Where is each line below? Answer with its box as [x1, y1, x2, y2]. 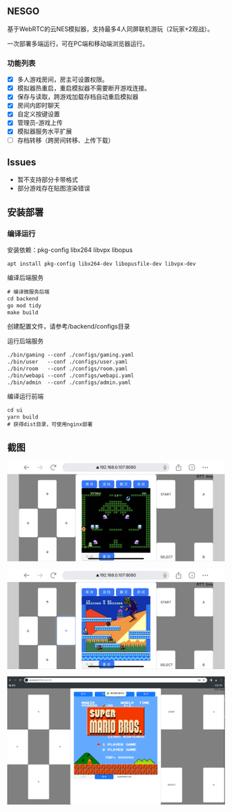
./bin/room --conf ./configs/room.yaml [7, 365, 128, 372]
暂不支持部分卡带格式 [17, 175, 78, 184]
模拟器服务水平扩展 [17, 127, 72, 135]
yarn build [7, 414, 39, 420]
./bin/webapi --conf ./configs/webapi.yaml [7, 372, 135, 379]
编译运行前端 [7, 392, 43, 400]
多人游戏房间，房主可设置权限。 [17, 75, 108, 84]
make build [7, 309, 39, 316]
